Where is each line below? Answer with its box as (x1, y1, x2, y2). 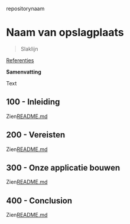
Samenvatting (6, 68, 41, 75)
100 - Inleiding (6, 97, 60, 107)
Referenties (6, 56, 34, 64)
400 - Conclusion (6, 196, 73, 206)
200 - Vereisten (6, 130, 66, 140)
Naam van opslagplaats (6, 26, 124, 39)
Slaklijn (20, 45, 38, 52)
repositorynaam (6, 5, 45, 12)
